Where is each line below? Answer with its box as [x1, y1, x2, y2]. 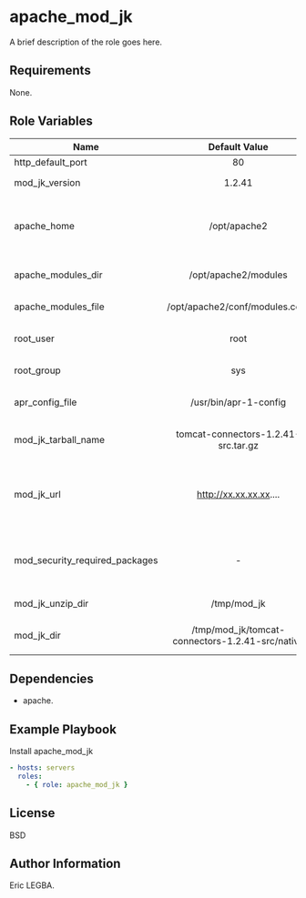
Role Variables [9, 114, 93, 129]
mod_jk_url [14, 488, 61, 500]
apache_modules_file [14, 300, 105, 313]
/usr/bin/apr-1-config [190, 396, 287, 409]
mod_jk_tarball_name [14, 433, 106, 446]
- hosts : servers [9, 763, 76, 772]
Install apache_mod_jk [9, 746, 94, 757]
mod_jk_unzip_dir [14, 597, 89, 610]
